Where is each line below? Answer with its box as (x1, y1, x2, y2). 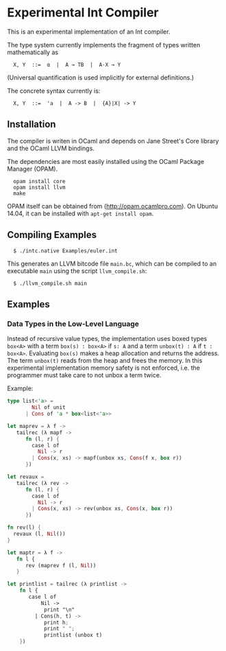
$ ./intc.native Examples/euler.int (13, 247, 118, 255)
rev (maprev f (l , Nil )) (25, 562, 97, 569)
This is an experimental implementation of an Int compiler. (7, 27, 171, 36)
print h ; (43, 619, 69, 626)
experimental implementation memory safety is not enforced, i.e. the (7, 364, 201, 372)
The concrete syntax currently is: (7, 86, 101, 95)
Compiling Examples (7, 229, 97, 241)
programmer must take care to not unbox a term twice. (7, 371, 162, 379)
